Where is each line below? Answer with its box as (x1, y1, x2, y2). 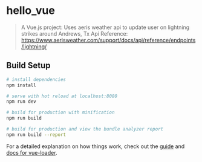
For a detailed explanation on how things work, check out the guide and (6, 143, 185, 150)
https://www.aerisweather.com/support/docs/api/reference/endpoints (21, 36, 196, 44)
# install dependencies (6, 76, 67, 82)
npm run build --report (6, 131, 67, 138)
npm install (6, 82, 36, 88)
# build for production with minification (6, 109, 115, 115)
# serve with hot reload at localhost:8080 (6, 93, 118, 99)
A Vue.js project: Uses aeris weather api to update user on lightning (21, 24, 190, 31)
